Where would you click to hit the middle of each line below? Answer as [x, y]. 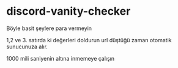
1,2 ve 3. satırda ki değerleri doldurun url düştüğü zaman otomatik [89, 40]
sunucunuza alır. [27, 47]
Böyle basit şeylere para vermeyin [49, 28]
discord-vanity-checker [69, 11]
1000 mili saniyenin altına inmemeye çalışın [61, 58]
